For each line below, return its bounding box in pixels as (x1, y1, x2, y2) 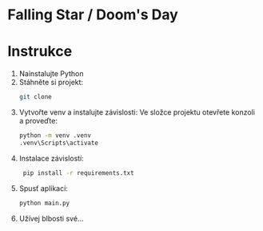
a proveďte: (18, 116, 58, 125)
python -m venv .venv (18, 132, 91, 140)
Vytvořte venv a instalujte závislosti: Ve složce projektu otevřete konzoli (18, 107, 255, 117)
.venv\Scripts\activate (18, 139, 99, 147)
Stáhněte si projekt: (18, 78, 84, 87)
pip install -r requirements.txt (22, 168, 134, 177)
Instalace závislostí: (18, 153, 85, 163)
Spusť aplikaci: (18, 183, 69, 193)
